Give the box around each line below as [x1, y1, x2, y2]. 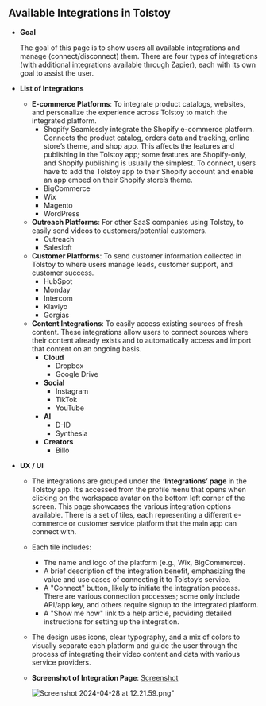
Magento [43, 200, 73, 210]
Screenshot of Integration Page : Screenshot [31, 673, 179, 682]
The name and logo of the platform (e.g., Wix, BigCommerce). [43, 557, 246, 567]
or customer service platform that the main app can [68, 518, 237, 528]
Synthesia [55, 429, 88, 438]
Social [43, 378, 65, 387]
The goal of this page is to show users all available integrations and [19, 43, 241, 52]
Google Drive [55, 369, 99, 378]
